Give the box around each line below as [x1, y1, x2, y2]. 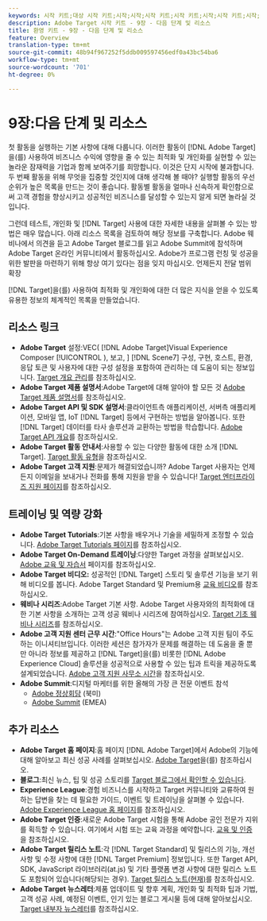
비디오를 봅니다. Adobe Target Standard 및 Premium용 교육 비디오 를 [28, 580, 244, 589]
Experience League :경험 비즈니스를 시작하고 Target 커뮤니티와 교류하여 [19, 785, 246, 794]
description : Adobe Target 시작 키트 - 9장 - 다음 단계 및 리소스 [8, 19, 211, 27]
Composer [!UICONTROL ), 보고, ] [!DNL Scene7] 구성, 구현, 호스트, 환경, [19, 353, 253, 362]
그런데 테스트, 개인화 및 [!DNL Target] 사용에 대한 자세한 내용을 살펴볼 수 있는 [8, 218, 250, 228]
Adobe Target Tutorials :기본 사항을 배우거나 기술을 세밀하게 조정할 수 [19, 530, 240, 540]
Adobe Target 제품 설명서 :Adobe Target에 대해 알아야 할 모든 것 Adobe [19, 383, 246, 392]
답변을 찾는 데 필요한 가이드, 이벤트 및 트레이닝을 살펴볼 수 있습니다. [34, 795, 245, 804]
